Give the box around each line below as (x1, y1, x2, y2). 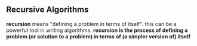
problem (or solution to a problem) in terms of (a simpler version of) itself (6, 32, 191, 40)
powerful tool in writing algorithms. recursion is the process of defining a (6, 27, 188, 34)
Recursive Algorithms (6, 5, 89, 15)
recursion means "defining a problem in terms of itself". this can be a (6, 20, 177, 27)
